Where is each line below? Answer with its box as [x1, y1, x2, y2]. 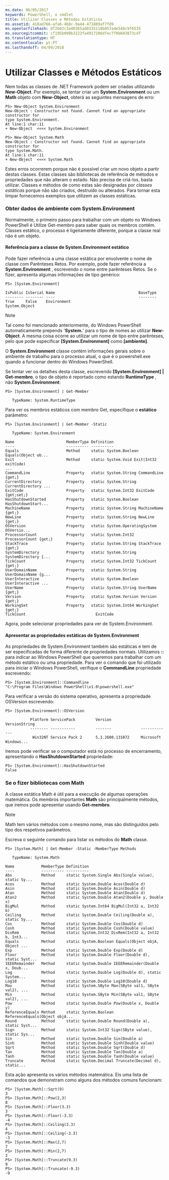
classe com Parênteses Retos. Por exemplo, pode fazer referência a [5, 261, 146, 267]
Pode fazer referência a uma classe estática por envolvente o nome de [5, 255, 152, 262]
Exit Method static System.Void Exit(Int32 [5, 457, 157, 463]
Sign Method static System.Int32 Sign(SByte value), [5, 1027, 152, 1033]
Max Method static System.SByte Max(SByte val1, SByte [5, 983, 159, 988]
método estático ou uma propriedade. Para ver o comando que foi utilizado [5, 659, 161, 665]
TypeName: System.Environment [12, 431, 76, 436]
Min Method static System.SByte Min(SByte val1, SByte [5, 992, 159, 997]
